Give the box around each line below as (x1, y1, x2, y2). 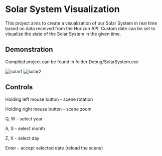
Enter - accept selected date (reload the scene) (5, 144, 103, 151)
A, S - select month (5, 125, 45, 131)
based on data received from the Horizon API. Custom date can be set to (5, 25, 155, 31)
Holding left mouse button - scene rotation (5, 96, 93, 102)
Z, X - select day (5, 135, 40, 141)
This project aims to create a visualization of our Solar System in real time (5, 20, 157, 26)
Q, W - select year (5, 115, 43, 121)
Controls (5, 83, 33, 91)
